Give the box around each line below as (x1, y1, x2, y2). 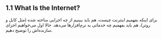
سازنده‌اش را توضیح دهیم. (5, 27, 53, 33)
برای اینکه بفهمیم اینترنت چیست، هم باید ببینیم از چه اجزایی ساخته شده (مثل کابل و (5, 17, 158, 22)
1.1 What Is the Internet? (5, 4, 80, 12)
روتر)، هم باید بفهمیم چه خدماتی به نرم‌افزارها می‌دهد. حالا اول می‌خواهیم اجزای (5, 22, 151, 28)
